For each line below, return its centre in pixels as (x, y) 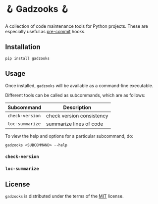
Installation (23, 47)
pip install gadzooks (27, 58)
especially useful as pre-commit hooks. (45, 31)
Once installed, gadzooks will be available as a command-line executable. (79, 85)
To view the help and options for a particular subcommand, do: (69, 136)
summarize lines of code (75, 124)
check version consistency (77, 115)
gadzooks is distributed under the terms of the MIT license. (64, 196)
